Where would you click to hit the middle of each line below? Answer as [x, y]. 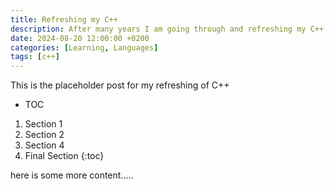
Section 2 [44, 135]
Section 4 [44, 145]
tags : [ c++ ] [35, 57]
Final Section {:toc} [64, 156]
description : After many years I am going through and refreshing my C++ [167, 29]
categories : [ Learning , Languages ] [84, 47]
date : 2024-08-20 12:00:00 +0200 [80, 38]
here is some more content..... [72, 175]
